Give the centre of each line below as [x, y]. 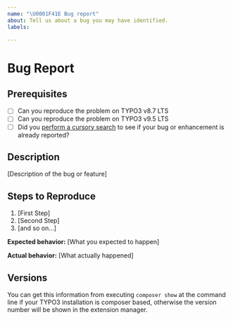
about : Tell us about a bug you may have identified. [88, 20]
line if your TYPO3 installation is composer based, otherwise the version [112, 302]
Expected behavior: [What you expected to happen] [83, 242]
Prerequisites [37, 93]
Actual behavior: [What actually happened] [70, 255]
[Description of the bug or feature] [57, 174]
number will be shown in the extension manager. [77, 310]
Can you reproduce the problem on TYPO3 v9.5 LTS [93, 119]
